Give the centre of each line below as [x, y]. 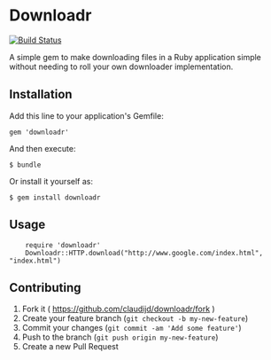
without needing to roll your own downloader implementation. [121, 67]
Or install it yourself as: [51, 181]
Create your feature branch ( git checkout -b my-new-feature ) [135, 318]
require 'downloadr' [63, 245]
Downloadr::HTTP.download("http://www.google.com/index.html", [144, 253]
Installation [41, 94]
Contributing [45, 288]
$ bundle [25, 165]
